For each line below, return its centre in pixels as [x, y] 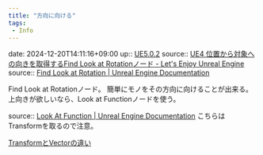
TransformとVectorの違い [50, 143]
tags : [17, 23]
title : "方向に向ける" [42, 15]
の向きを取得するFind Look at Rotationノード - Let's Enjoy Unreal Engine [126, 64]
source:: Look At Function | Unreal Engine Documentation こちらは [117, 116]
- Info [23, 30]
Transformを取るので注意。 [53, 126]
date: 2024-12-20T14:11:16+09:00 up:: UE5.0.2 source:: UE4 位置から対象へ [131, 54]
